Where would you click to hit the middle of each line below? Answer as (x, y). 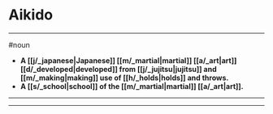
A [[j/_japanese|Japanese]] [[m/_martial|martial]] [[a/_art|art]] (128, 60)
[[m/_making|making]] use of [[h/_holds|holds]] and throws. (124, 78)
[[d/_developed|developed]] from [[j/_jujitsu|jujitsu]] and (118, 69)
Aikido (31, 15)
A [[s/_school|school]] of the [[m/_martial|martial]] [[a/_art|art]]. (132, 86)
